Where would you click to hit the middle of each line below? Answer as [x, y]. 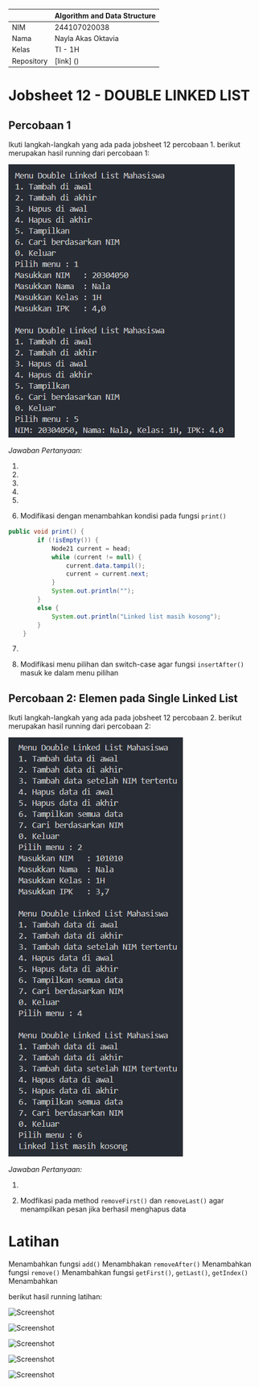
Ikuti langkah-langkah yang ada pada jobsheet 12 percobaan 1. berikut [125, 144]
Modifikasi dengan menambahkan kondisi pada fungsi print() [123, 516]
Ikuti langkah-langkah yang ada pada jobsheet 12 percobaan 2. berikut [125, 718]
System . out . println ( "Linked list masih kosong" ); [136, 617]
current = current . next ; [107, 574]
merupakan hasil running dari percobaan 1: [79, 153]
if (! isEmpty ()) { [68, 540]
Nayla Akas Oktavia [86, 38]
